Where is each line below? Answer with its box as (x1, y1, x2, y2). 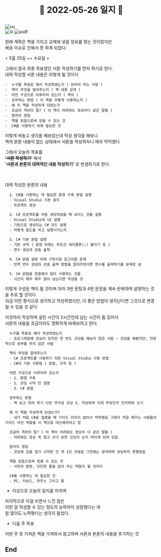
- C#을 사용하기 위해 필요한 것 (5, 123, 61, 129)
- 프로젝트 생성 (9, 203, 36, 208)
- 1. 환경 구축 (9, 376, 36, 381)
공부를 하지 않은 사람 (16, 341, 54, 347)
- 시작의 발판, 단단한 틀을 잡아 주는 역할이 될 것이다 (9, 464, 103, 469)
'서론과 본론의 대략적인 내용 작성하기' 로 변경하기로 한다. (5, 161, 110, 167)
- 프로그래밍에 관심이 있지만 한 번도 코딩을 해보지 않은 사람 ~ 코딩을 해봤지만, (9, 336, 148, 341)
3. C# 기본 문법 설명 (9, 237, 47, 242)
